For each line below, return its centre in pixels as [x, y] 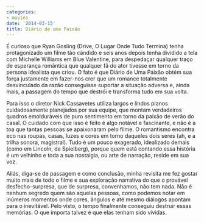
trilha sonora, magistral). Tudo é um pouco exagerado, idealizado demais [98, 142]
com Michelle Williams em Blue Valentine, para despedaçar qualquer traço [100, 59]
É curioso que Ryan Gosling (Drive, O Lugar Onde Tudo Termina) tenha [95, 46]
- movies [17, 18]
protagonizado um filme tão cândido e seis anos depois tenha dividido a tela [102, 53]
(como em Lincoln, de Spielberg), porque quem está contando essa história [101, 149]
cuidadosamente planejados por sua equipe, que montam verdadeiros [94, 110]
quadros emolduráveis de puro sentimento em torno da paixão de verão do [100, 116]
